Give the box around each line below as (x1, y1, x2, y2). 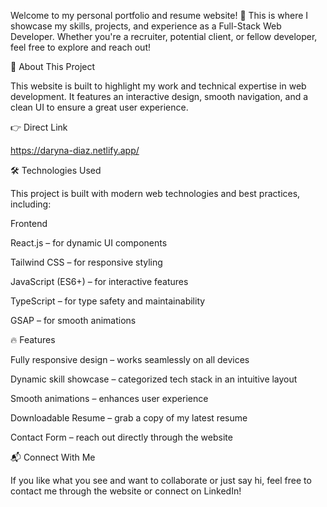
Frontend (10, 218, 48, 229)
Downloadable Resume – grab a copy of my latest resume (10, 412, 248, 424)
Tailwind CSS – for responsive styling (10, 256, 163, 268)
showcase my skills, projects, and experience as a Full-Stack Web (10, 20, 282, 32)
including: (10, 198, 52, 210)
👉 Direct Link (10, 121, 68, 133)
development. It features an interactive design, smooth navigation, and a (10, 91, 309, 102)
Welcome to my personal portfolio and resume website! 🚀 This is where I (10, 10, 309, 21)
